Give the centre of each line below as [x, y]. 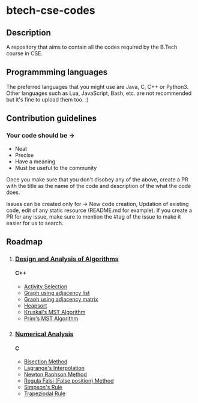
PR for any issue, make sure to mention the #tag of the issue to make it [94, 216]
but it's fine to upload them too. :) [47, 99]
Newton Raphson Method [55, 374]
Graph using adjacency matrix [61, 299]
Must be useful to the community [56, 168]
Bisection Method [46, 362]
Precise [24, 155]
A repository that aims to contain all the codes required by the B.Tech [92, 47]
